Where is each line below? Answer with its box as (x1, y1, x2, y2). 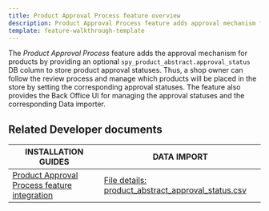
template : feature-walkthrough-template (8, 26, 146, 34)
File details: (103, 175, 147, 186)
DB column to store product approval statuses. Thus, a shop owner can (8, 66, 243, 75)
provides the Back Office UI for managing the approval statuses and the (8, 91, 245, 101)
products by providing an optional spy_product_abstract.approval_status (8, 57, 251, 66)
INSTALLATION (25, 146, 84, 157)
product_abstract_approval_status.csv (103, 185, 247, 196)
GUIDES (38, 157, 70, 168)
